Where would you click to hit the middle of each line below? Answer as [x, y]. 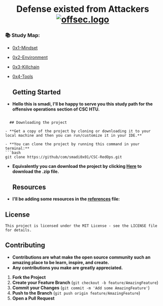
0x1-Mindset [25, 48]
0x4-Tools [23, 76]
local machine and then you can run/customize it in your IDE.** [73, 136]
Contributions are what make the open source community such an [81, 257]
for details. [18, 230]
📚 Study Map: [23, 36]
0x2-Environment [30, 57]
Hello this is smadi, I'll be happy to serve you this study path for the [82, 104]
